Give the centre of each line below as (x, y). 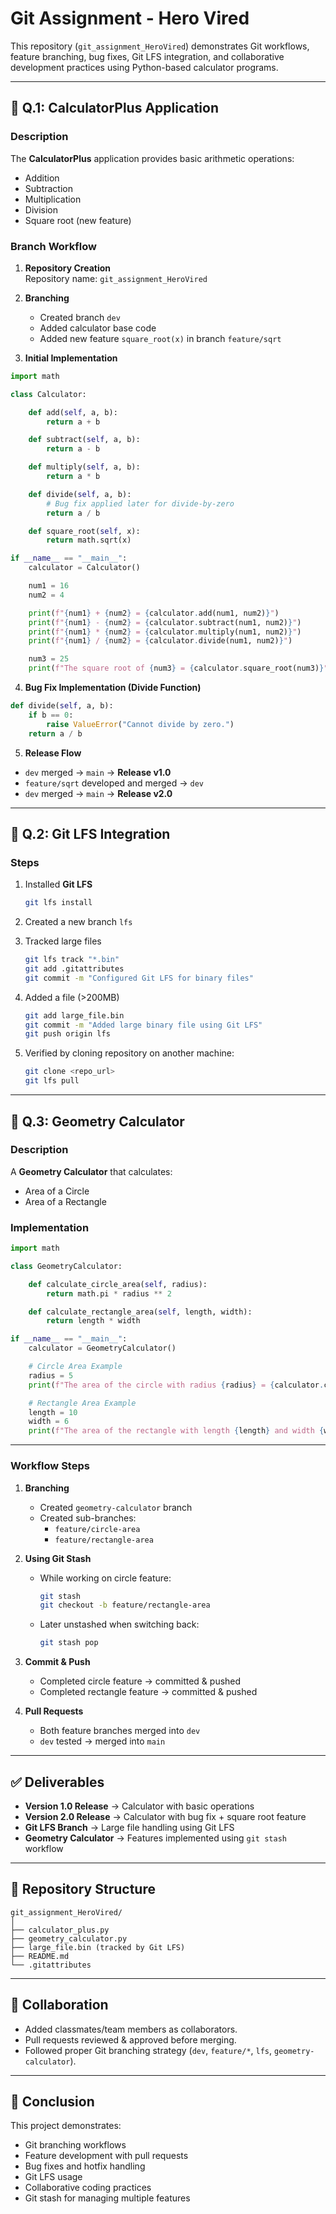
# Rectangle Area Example (82, 1403)
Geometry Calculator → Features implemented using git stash (155, 1838)
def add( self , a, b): (73, 412)
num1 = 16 (49, 586)
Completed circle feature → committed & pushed (140, 1681)
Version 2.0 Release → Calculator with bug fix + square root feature (165, 1816)
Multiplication (53, 199)
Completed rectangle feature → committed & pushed (148, 1692)
